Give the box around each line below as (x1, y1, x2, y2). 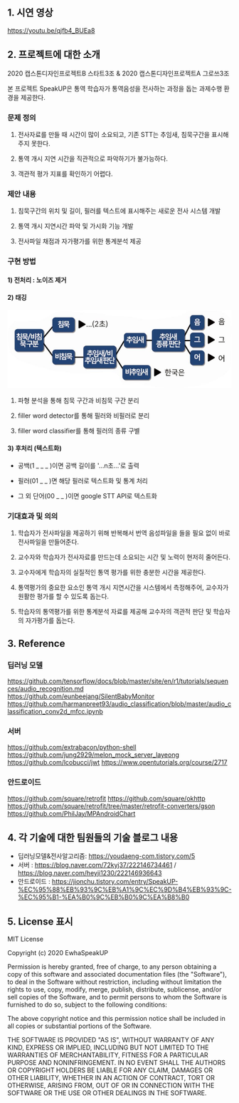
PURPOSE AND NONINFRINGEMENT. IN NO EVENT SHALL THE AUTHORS (7, 1059, 226, 1067)
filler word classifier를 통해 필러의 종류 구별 (17, 426, 140, 435)
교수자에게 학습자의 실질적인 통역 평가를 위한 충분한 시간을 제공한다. (17, 568, 206, 577)
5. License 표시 (7, 915, 73, 927)
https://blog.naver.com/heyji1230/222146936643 (17, 869, 162, 877)
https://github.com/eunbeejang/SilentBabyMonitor (7, 692, 155, 700)
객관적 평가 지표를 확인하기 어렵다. (17, 169, 113, 178)
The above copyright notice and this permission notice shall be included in (7, 1014, 225, 1023)
